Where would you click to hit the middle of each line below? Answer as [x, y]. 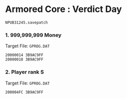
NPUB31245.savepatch [27, 22]
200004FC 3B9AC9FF [24, 92]
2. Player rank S [24, 72]
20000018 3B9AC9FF [24, 59]
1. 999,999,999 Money [33, 35]
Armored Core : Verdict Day [63, 9]
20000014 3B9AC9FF [24, 55]
